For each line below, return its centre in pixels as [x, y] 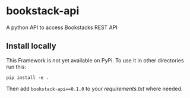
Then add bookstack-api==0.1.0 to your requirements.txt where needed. [94, 88]
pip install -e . [28, 78]
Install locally [31, 46]
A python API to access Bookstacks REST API [62, 27]
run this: [16, 67]
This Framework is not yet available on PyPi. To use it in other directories [95, 60]
